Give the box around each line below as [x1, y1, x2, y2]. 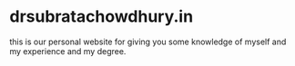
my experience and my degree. [9, 45, 127, 56]
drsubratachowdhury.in [9, 6, 194, 27]
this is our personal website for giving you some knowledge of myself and [9, 36, 287, 47]
